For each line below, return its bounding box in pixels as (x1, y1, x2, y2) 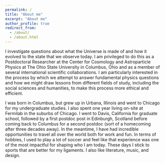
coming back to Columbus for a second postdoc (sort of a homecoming (5, 121, 151, 126)
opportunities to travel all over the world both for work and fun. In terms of (5, 131, 157, 137)
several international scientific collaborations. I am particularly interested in (5, 69, 158, 75)
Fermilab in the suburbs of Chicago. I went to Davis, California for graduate (5, 110, 158, 116)
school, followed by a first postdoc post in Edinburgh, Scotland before (5, 116, 148, 122)
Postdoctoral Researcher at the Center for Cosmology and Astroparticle (5, 59, 151, 65)
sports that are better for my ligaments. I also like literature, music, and (5, 147, 149, 153)
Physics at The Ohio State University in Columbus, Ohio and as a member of (5, 64, 160, 70)
